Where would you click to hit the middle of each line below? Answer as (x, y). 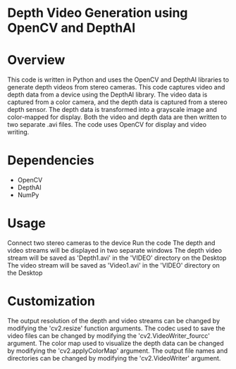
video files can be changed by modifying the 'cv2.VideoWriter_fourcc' (108, 335)
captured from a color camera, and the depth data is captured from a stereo (117, 102)
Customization (51, 301)
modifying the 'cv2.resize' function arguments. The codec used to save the (116, 328)
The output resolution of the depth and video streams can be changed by (114, 320)
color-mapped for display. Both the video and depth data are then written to (117, 117)
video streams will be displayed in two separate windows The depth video (114, 250)
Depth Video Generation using (98, 13)
